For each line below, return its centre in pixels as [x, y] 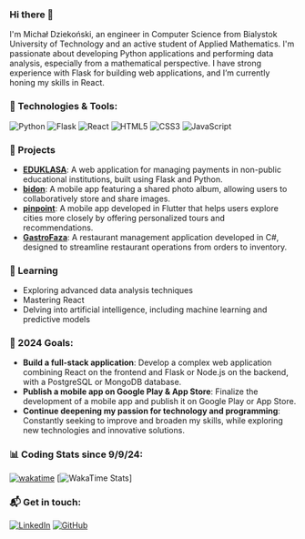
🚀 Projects [33, 149]
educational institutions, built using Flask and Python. [122, 179]
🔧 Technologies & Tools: [64, 107]
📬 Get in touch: [46, 502]
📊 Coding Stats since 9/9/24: [76, 454]
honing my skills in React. [57, 83]
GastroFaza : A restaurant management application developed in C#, [151, 237]
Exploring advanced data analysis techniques [108, 290]
